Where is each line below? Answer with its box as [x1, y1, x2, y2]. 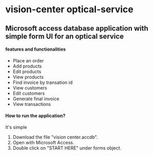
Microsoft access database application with [5, 24, 149, 33]
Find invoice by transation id [12, 79, 73, 85]
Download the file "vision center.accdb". [12, 134, 98, 140]
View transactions [12, 101, 51, 107]
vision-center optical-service [5, 4, 133, 15]
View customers [12, 84, 47, 91]
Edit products [12, 68, 42, 75]
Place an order [12, 57, 44, 63]
